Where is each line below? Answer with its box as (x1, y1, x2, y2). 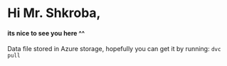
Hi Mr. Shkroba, (7, 5, 101, 21)
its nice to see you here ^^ (7, 28, 85, 37)
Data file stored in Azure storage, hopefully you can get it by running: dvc (7, 45, 221, 53)
